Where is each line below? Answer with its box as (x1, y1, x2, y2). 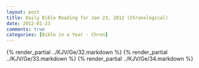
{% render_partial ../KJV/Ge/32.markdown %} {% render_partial (6, 48, 168, 56)
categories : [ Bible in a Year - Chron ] (6, 32, 108, 38)
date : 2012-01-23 (6, 20, 51, 26)
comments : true (6, 26, 45, 32)
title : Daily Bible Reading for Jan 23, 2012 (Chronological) (6, 15, 168, 21)
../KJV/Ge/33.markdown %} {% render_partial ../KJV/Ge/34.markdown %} (6, 55, 193, 62)
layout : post (6, 9, 40, 15)
